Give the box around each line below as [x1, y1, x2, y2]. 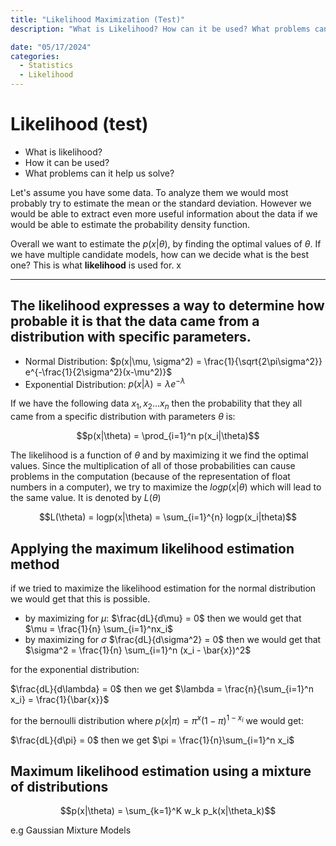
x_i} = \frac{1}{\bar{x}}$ [10, 694, 110, 706]
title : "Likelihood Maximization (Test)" [10, 14, 186, 25]
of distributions [10, 779, 109, 796]
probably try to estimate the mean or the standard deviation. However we [10, 197, 312, 209]
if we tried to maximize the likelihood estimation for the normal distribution [10, 582, 317, 595]
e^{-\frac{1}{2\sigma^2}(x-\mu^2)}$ [24, 366, 173, 378]
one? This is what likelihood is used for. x [10, 259, 182, 271]
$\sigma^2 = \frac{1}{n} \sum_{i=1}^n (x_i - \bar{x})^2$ [24, 644, 252, 656]
